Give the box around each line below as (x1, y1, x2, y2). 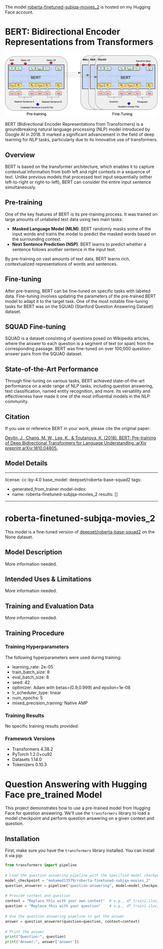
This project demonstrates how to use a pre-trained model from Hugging (5, 805, 150, 811)
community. (5, 399, 29, 404)
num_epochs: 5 (12, 695, 43, 700)
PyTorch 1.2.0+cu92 (12, 751, 52, 757)
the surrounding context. (12, 236, 62, 242)
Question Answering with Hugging (5, 779, 147, 790)
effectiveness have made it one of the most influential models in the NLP (5, 393, 150, 400)
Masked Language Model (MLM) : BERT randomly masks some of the (12, 226, 151, 232)
